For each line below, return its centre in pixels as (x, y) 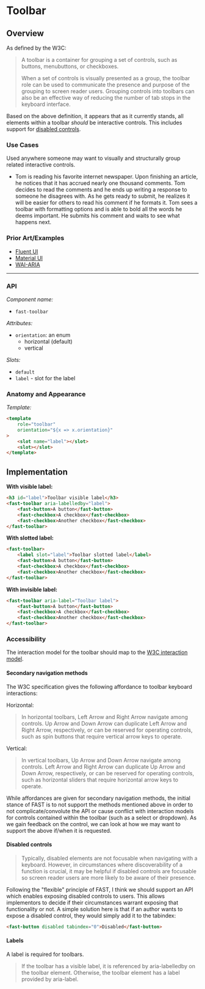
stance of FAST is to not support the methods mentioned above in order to (100, 804)
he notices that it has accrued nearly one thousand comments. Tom (100, 183)
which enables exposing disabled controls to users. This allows (86, 896)
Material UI (29, 258)
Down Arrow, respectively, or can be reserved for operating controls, (108, 773)
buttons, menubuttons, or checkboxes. (70, 66)
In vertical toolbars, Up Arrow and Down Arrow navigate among (101, 760)
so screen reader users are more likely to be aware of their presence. (108, 878)
